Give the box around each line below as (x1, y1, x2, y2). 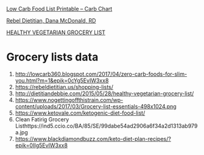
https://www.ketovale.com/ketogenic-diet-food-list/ (15, 109, 146, 117)
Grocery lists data (6, 50, 99, 64)
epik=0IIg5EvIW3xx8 (15, 142, 68, 149)
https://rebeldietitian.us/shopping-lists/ (15, 83, 114, 90)
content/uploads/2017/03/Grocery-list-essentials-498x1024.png (15, 103, 177, 110)
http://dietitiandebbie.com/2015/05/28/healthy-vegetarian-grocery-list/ (15, 90, 194, 97)
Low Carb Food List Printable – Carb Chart (6, 5, 113, 12)
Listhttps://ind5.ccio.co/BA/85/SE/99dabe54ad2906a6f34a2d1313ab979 (15, 122, 198, 129)
